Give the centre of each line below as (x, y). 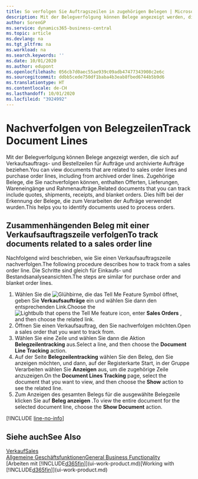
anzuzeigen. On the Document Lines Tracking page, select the (90, 376)
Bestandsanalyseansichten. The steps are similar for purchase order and (93, 277)
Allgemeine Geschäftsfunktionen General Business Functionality (83, 457)
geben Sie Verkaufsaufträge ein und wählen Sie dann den (86, 301)
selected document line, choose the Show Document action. (88, 407)
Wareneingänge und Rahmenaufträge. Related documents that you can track (98, 188)
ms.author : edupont (30, 66)
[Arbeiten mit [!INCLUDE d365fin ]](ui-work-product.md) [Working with (90, 464)
